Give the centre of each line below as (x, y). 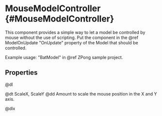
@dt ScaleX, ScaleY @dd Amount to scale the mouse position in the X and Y (81, 94)
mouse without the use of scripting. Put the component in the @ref (72, 38)
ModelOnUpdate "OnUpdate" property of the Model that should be (72, 42)
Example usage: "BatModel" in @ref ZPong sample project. (64, 57)
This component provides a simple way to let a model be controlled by (75, 32)
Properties (21, 73)
